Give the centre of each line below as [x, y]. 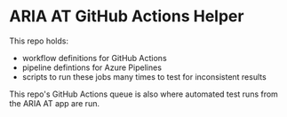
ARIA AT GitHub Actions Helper [127, 16]
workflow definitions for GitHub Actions [94, 58]
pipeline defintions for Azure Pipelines [92, 67]
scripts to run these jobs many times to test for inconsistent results [144, 76]
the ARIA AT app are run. [55, 103]
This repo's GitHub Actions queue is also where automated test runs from [143, 94]
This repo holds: [39, 41]
